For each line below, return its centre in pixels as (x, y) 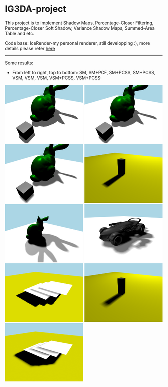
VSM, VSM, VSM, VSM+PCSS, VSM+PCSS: (57, 78)
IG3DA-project (36, 9)
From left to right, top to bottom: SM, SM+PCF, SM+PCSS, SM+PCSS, (84, 72)
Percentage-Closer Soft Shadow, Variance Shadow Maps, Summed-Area (80, 28)
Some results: (19, 63)
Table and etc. (20, 33)
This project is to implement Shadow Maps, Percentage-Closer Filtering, (79, 23)
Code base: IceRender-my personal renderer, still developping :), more (78, 43)
